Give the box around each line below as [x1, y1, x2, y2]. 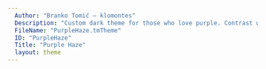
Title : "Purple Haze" [14, 41, 87, 49]
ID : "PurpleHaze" [14, 33, 72, 42]
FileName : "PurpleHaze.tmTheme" [14, 26, 122, 34]
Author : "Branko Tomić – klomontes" [14, 11, 136, 20]
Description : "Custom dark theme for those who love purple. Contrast [14, 19, 253, 27]
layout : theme [14, 48, 61, 56]
